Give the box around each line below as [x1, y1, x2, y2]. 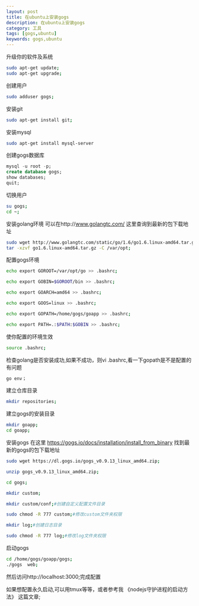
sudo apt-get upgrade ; [6, 70, 62, 76]
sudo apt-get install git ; [6, 117, 73, 123]
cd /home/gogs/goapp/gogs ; [6, 556, 73, 562]
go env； [6, 375, 27, 382]
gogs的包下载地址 [16, 446, 60, 453]
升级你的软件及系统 [6, 53, 53, 60]
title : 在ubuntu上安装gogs [6, 14, 69, 20]
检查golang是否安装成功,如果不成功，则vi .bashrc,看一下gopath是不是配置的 [6, 356, 192, 363]
